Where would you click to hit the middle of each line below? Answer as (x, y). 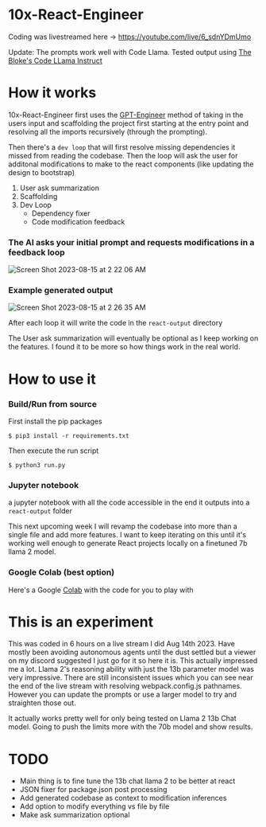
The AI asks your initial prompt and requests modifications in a (131, 242)
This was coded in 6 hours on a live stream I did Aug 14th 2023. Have (122, 644)
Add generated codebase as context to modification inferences (123, 798)
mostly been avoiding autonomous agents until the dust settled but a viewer (132, 652)
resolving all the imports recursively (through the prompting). (108, 131)
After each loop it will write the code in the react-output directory (116, 323)
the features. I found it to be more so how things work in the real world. (124, 347)
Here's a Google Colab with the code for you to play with (101, 590)
